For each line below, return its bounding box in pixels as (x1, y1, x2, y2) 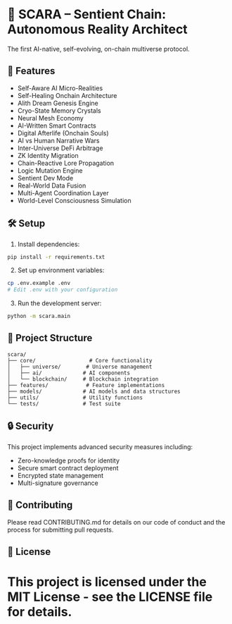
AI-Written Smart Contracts (17, 121, 97, 130)
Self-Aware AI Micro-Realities (17, 84, 103, 92)
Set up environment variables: (17, 266, 105, 274)
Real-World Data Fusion (17, 181, 86, 190)
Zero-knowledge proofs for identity (17, 456, 120, 465)
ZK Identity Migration (17, 151, 79, 159)
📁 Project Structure (7, 332, 93, 344)
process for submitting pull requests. (7, 525, 114, 534)
